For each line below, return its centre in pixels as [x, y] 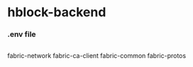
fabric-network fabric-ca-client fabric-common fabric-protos [97, 56]
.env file [22, 35]
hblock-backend [57, 12]
